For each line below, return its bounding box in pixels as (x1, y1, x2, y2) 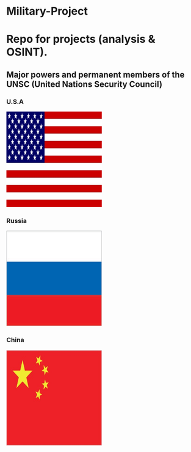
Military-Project (6, 4, 88, 18)
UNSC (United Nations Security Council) (6, 79, 163, 89)
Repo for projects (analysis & (6, 32, 156, 46)
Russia (6, 216, 27, 225)
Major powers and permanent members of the (6, 69, 185, 80)
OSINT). (6, 45, 48, 59)
